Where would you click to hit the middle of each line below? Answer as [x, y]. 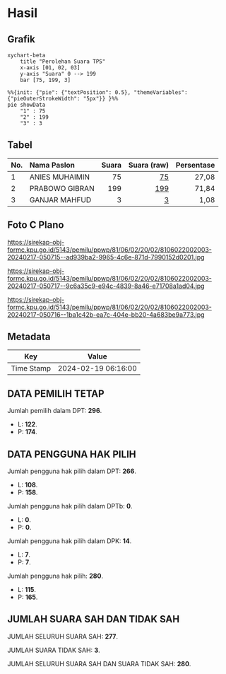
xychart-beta [26, 55]
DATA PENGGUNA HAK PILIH [72, 454]
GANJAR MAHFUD [60, 199]
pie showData [26, 105]
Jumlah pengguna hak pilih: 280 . [55, 576]
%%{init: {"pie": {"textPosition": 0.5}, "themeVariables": [98, 93]
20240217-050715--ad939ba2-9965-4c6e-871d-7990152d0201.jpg [106, 257]
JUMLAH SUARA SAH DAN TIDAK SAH [94, 619]
